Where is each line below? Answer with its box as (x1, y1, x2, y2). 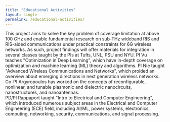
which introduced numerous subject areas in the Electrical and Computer (5, 100, 158, 106)
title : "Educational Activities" (5, 7, 76, 13)
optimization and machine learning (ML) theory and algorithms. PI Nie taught (5, 63, 165, 69)
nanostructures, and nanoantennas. (5, 89, 79, 96)
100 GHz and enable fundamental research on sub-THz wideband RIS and (5, 36, 159, 42)
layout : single (5, 12, 37, 17)
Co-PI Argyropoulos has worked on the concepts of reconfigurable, (5, 79, 146, 85)
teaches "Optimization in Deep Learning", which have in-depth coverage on (5, 57, 163, 64)
